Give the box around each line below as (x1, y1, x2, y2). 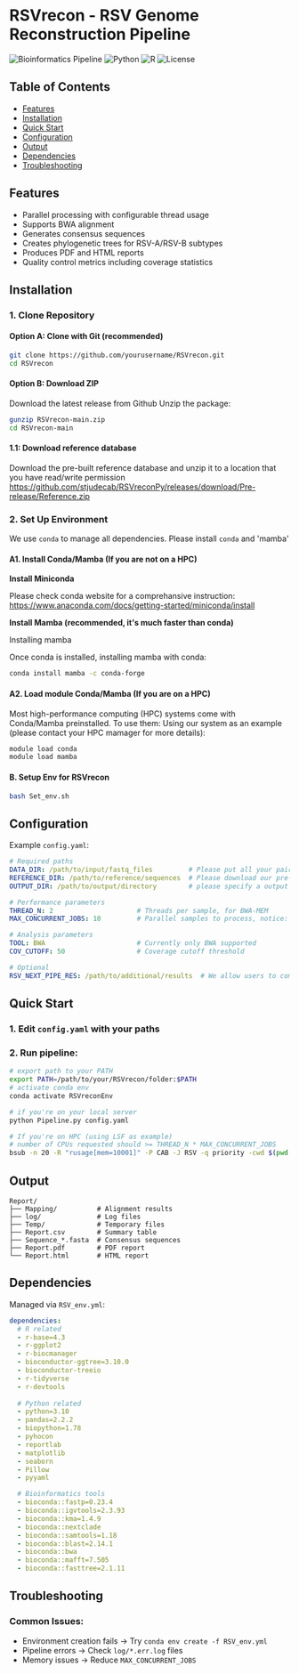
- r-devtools (17, 1382, 66, 1391)
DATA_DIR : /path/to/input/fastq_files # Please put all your (9, 865, 273, 875)
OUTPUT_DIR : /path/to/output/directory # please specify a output (9, 882, 289, 891)
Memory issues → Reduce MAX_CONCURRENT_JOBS (21, 1654, 197, 1665)
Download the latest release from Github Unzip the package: (9, 398, 231, 409)
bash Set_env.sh (9, 791, 69, 801)
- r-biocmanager (17, 1349, 77, 1358)
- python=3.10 (17, 1407, 69, 1416)
